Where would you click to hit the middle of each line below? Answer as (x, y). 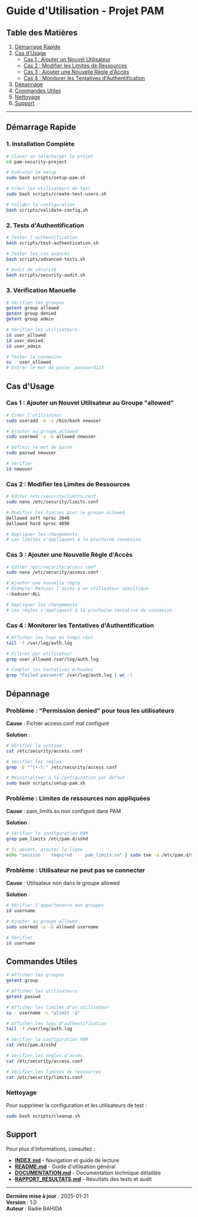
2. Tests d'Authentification (45, 225)
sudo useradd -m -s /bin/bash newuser (54, 421)
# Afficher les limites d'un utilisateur (58, 1007)
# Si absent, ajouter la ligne (44, 850)
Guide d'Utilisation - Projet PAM (85, 11)
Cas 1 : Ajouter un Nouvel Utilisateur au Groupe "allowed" (90, 403)
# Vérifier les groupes (35, 303)
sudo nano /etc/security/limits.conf (52, 502)
